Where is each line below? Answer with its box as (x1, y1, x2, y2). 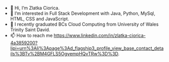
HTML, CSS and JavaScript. (10, 16, 69, 22)
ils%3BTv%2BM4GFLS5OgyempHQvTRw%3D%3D (10, 51, 119, 56)
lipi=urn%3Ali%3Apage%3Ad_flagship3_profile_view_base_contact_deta (10, 45, 164, 51)
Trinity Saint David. (10, 27, 50, 33)
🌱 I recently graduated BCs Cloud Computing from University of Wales (10, 21, 159, 27)
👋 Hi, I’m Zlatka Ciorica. (10, 5, 60, 11)
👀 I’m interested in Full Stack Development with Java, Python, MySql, (10, 10, 156, 16)
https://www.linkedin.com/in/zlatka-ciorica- (53, 32, 146, 38)
